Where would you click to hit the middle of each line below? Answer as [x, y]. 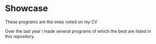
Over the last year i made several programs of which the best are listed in [78, 31]
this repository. [20, 36]
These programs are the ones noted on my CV [51, 22]
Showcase [27, 8]
